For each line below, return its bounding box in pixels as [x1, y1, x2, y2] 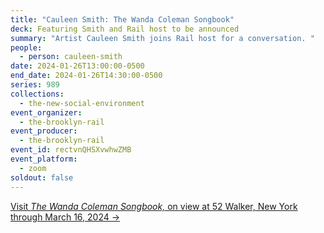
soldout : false [10, 172, 74, 183]
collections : [10, 89, 65, 99]
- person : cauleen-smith [19, 52, 123, 62]
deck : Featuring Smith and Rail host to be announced [10, 24, 240, 34]
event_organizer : [10, 107, 83, 118]
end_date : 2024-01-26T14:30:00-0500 [10, 71, 163, 81]
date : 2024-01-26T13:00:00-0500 [10, 61, 145, 71]
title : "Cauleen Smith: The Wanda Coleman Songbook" [10, 14, 235, 25]
